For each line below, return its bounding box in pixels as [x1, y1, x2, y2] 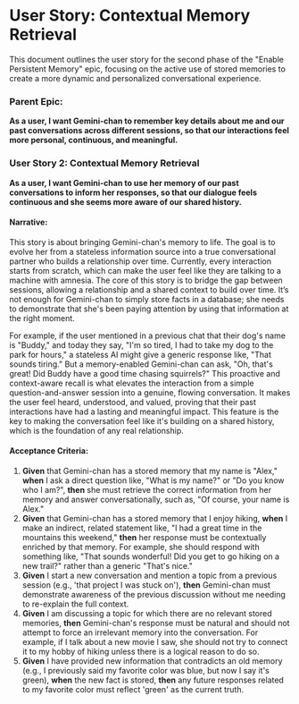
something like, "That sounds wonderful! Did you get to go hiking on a [21, 551, 279, 562]
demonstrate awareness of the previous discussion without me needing [21, 589, 286, 599]
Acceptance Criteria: [9, 445, 89, 456]
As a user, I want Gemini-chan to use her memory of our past [9, 177, 239, 188]
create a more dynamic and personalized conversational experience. [9, 72, 262, 83]
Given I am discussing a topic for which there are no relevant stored [21, 607, 272, 618]
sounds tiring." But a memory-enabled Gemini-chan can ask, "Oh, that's [9, 359, 274, 369]
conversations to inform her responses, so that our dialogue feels [9, 187, 257, 198]
